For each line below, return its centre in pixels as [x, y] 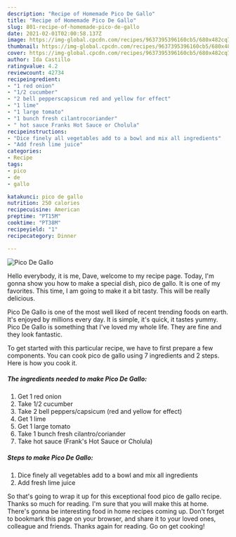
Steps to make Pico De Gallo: [50, 457]
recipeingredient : [34, 79]
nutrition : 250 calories [44, 203]
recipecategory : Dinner [42, 236]
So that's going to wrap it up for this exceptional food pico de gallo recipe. [114, 496]
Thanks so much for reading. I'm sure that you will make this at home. [108, 504]
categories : [25, 151]
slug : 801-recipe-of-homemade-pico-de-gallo [73, 27]
